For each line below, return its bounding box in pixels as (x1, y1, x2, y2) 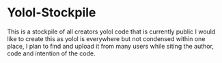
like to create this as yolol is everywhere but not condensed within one (7, 34, 206, 42)
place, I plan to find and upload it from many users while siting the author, (7, 42, 214, 50)
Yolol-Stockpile (7, 5, 96, 21)
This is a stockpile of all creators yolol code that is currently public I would (7, 27, 216, 36)
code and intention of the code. (7, 49, 96, 58)
